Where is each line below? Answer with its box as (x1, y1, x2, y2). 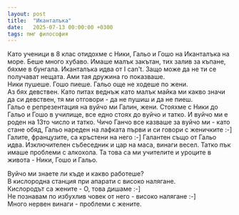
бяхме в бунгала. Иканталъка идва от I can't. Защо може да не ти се (7, 65, 217, 73)
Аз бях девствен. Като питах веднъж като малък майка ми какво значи (7, 88, 226, 96)
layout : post (7, 10, 46, 18)
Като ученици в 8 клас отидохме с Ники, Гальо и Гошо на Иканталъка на (7, 50, 230, 58)
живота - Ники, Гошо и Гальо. (7, 156, 98, 164)
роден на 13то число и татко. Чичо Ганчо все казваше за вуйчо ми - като (7, 118, 230, 127)
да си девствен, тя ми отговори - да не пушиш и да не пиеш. (7, 95, 193, 104)
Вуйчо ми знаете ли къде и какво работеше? (7, 169, 144, 178)
